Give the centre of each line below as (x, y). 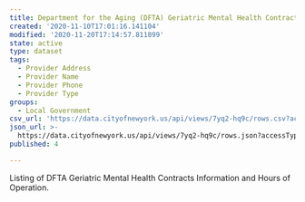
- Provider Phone (50, 85)
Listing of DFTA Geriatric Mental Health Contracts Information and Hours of (150, 178)
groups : (24, 102)
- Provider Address (54, 69)
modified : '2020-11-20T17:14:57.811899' (87, 34)
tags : (20, 60)
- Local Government (54, 111)
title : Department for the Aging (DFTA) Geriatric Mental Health (135, 18)
